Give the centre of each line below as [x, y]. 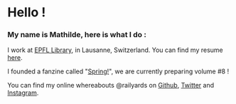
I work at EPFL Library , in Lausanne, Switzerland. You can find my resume [115, 50]
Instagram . [23, 93]
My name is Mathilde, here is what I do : [77, 35]
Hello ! [27, 12]
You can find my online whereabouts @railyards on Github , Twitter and [111, 85]
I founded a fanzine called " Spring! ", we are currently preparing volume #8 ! [118, 71]
